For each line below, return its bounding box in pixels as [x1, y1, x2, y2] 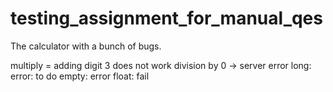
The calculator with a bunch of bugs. [10, 40, 162, 52]
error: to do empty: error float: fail [10, 70, 150, 82]
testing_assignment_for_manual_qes [10, 7, 323, 30]
